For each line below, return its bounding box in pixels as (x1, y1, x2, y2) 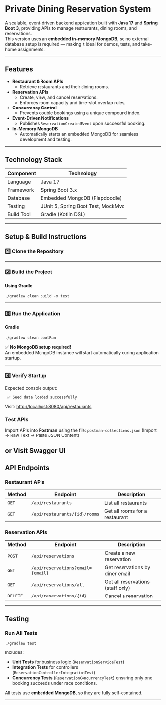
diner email (104, 570, 131, 577)
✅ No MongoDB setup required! (5, 344, 72, 350)
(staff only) (104, 585, 130, 592)
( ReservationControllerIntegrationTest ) (12, 670, 95, 676)
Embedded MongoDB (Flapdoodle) (41, 194, 122, 201)
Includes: (5, 650, 24, 655)
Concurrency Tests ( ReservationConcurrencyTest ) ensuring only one (12, 675, 153, 681)
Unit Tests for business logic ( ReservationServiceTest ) (12, 659, 124, 665)
